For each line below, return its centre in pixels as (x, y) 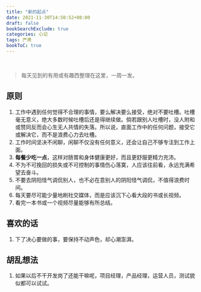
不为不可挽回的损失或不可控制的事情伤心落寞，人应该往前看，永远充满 (102, 164)
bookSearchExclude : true (37, 29)
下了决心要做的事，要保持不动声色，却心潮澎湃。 (76, 239)
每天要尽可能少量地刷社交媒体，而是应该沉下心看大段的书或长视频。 (100, 195)
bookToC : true (24, 46)
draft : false (23, 23)
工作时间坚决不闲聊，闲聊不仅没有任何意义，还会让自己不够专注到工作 (102, 142)
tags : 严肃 (19, 40)
